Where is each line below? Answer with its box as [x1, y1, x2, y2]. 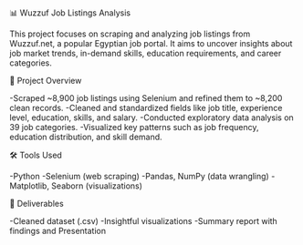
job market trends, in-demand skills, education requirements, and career [9, 48, 282, 58]
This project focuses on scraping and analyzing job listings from [9, 28, 251, 39]
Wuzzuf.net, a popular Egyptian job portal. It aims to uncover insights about [9, 38, 293, 48]
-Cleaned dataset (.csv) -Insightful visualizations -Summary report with [9, 216, 278, 226]
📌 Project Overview [9, 76, 82, 86]
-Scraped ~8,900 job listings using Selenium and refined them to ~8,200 [9, 93, 283, 103]
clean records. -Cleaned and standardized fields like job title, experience [9, 103, 283, 113]
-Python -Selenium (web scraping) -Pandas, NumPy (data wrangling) [9, 171, 269, 181]
